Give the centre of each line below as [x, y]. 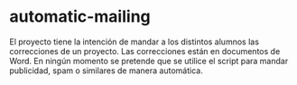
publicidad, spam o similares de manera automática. [106, 71]
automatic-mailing [80, 17]
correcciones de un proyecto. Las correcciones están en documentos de [145, 51]
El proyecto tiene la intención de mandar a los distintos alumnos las [135, 42]
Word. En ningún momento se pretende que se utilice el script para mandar [149, 61]
